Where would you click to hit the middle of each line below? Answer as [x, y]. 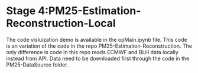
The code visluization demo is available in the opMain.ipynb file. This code [97, 39]
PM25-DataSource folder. [37, 64]
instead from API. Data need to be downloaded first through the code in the [98, 58]
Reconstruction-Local [61, 23]
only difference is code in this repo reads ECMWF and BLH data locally [92, 52]
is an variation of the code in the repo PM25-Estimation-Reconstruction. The [99, 46]
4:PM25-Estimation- [89, 11]
